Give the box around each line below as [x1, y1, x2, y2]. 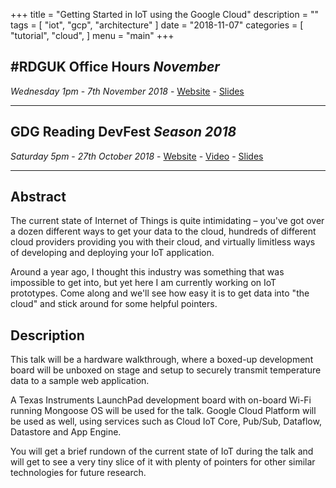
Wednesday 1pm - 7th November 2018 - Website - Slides [10, 85, 245, 97]
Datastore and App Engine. [10, 426, 122, 438]
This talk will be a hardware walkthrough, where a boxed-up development [10, 354, 314, 366]
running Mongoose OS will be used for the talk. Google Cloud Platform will [10, 405, 317, 417]
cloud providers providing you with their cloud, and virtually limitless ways [10, 236, 316, 248]
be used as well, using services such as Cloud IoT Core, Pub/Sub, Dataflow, [10, 415, 322, 428]
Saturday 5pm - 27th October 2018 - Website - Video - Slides [10, 150, 264, 162]
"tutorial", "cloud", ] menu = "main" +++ [10, 30, 175, 41]
